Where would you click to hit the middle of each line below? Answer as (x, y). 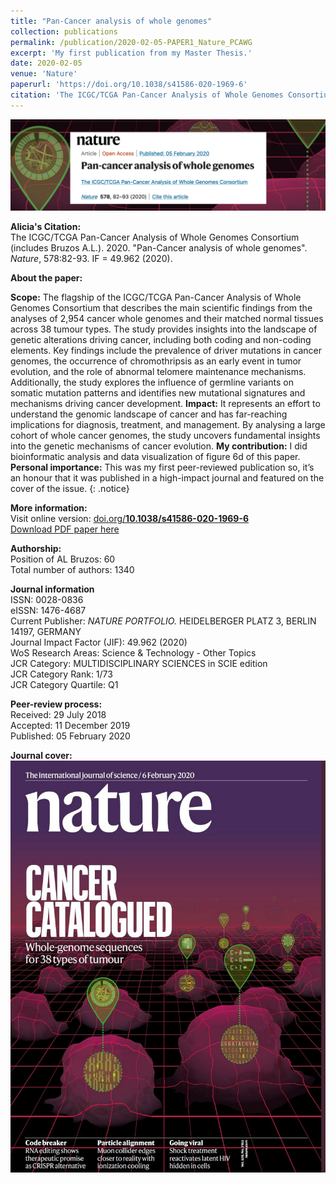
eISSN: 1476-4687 (48, 611)
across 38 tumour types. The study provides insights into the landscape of (164, 329)
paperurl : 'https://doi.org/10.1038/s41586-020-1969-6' (129, 85)
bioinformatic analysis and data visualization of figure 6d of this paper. (155, 457)
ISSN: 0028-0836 (47, 600)
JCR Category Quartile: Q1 (64, 685)
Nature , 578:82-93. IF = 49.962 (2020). (91, 259)
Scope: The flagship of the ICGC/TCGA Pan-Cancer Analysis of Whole (156, 297)
